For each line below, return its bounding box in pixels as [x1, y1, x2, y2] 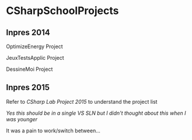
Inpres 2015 [6, 83, 50, 93]
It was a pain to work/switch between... [6, 127, 101, 134]
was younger [6, 115, 38, 122]
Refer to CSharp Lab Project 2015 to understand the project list [6, 98, 158, 105]
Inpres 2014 [6, 28, 51, 37]
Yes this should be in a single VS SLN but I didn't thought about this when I [6, 110, 186, 117]
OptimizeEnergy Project [6, 43, 63, 50]
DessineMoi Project [6, 66, 53, 73]
